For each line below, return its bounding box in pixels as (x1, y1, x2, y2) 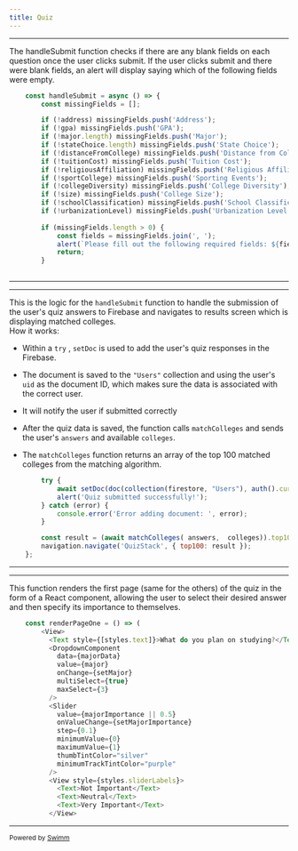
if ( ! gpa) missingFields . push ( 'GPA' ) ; (41, 124, 184, 133)
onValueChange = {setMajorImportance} (56, 718, 192, 727)
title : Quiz (9, 12, 53, 22)
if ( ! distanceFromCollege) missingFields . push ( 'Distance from (41, 149, 276, 157)
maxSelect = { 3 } (56, 685, 109, 694)
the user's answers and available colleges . (21, 432, 176, 443)
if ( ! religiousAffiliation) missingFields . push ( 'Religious (41, 165, 264, 174)
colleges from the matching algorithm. (21, 459, 162, 470)
